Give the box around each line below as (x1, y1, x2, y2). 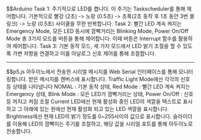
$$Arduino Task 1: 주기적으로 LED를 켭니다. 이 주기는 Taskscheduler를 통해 (6, 5, 185, 12)
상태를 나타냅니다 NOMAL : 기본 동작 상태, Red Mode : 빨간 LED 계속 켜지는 (12, 83, 190, 90)
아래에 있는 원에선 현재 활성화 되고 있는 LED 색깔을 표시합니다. (23, 105, 169, 112)
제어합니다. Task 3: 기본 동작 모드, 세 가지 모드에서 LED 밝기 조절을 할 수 (12, 42, 182, 49)
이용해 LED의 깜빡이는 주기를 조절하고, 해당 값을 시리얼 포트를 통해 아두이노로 (12, 120, 193, 127)
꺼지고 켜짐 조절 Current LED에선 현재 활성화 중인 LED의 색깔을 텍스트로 (12, 98, 182, 105)
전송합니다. (6, 127, 32, 135)
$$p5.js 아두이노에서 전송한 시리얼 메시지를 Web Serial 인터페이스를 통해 (6, 68, 178, 75)
